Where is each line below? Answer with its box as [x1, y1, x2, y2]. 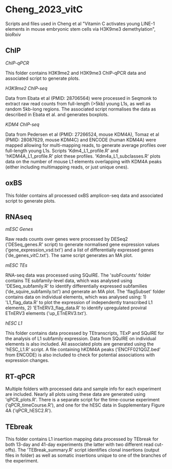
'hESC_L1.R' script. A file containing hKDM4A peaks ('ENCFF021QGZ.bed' [5, 347, 161, 353]
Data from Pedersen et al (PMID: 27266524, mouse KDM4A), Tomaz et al [5, 131, 160, 137]
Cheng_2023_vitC [5, 4, 83, 15]
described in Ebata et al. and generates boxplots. [5, 111, 109, 117]
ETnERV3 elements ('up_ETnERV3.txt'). [5, 310, 88, 316]
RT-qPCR [5, 372, 35, 381]
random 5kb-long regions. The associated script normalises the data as [5, 106, 156, 112]
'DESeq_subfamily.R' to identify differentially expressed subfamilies [5, 283, 147, 289]
